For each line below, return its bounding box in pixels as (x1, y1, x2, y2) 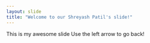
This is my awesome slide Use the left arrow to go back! (6, 30, 145, 37)
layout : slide (6, 8, 42, 15)
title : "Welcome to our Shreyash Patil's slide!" (6, 14, 133, 20)
